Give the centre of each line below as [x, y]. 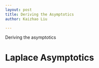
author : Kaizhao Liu [26, 19]
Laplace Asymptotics [49, 57]
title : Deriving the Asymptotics [40, 14]
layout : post [19, 10]
